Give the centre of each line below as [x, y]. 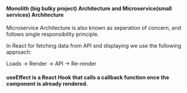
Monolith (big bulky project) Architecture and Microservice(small [89, 8]
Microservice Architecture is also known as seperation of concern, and [94, 28]
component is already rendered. [47, 83]
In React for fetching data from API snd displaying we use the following [94, 46]
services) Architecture [35, 14]
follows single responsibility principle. [53, 34]
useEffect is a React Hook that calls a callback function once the [88, 77]
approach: [19, 52]
